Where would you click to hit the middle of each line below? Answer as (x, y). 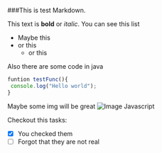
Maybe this (34, 38)
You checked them (45, 133)
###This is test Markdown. (47, 10)
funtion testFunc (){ (38, 79)
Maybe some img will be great (52, 106)
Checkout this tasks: (37, 120)
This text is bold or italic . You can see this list (74, 24)
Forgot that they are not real (58, 142)
